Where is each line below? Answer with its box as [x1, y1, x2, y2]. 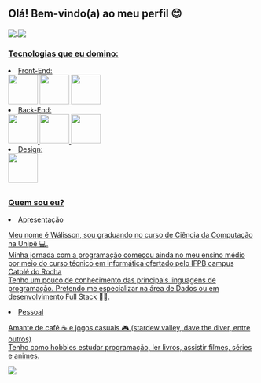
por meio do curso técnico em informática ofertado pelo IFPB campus [8, 259, 234, 268]
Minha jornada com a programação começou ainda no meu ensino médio [8, 250, 245, 260]
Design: [18, 145, 43, 154]
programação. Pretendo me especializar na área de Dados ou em [8, 284, 219, 293]
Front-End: [18, 66, 53, 75]
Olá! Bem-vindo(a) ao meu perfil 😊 [8, 7, 182, 20]
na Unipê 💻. [8, 239, 49, 249]
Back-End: [18, 105, 52, 115]
